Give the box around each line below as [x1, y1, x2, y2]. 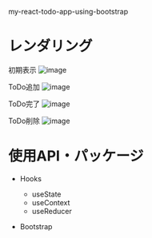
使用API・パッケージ [8, 147, 144, 165]
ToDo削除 [8, 116, 40, 125]
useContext [31, 197, 70, 207]
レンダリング [8, 38, 94, 55]
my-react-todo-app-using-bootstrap [8, 7, 129, 16]
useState [31, 189, 62, 199]
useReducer [31, 206, 72, 216]
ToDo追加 [8, 81, 40, 91]
